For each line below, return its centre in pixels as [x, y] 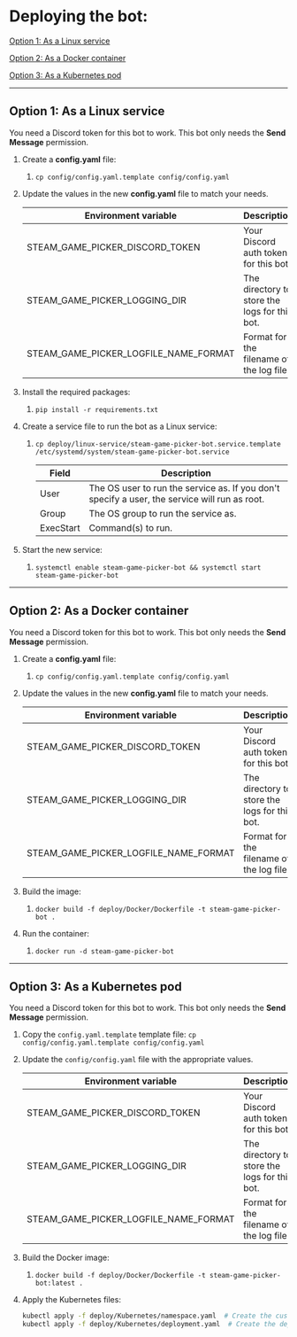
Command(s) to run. [131, 527]
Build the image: [51, 891]
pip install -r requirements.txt [97, 409]
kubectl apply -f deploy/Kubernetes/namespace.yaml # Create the [147, 1316]
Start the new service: [62, 549]
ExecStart [60, 527]
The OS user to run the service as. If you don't [184, 487]
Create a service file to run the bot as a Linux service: [119, 426]
